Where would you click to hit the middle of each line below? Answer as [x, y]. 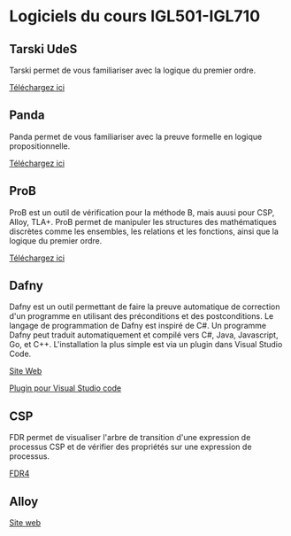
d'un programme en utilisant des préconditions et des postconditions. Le [142, 316]
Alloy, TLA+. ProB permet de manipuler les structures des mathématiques [143, 221]
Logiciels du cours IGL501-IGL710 [135, 16]
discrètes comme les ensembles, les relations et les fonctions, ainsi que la [144, 231]
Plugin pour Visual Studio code [65, 388]
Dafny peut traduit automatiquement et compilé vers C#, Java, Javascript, [144, 335]
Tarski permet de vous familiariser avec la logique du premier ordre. [133, 70]
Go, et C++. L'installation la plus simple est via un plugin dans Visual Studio [146, 345]
